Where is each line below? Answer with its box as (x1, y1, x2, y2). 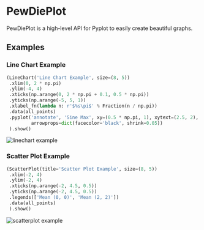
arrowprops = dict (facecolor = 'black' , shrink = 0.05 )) (31, 120, 164, 126)
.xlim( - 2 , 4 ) (9, 171, 43, 178)
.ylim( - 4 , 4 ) (9, 86, 43, 92)
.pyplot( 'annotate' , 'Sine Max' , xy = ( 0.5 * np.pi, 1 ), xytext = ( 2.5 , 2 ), (9, 114, 199, 121)
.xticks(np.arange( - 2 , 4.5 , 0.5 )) (9, 183, 97, 189)
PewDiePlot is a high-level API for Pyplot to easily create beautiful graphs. (6, 24, 193, 32)
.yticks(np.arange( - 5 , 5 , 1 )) (9, 97, 86, 103)
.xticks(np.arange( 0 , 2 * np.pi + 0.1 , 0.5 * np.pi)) (9, 92, 149, 98)
